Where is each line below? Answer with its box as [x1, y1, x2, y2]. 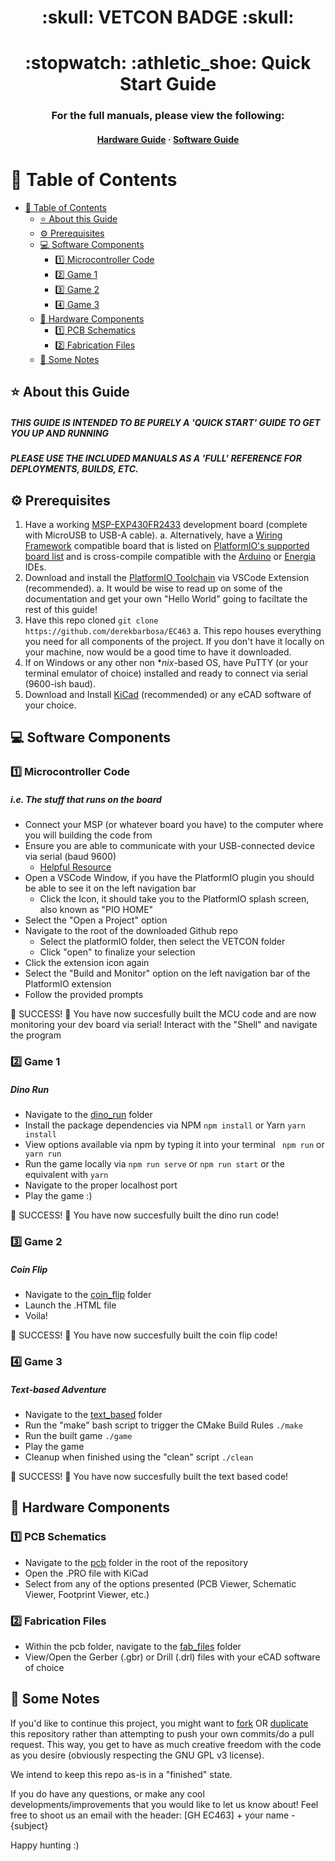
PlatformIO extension [24, 978, 112, 990]
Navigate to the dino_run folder [24, 1109, 153, 1121]
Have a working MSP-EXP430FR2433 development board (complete [24, 519, 308, 530]
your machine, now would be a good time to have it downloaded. [24, 646, 292, 658]
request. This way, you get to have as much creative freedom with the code [10, 1738, 322, 1750]
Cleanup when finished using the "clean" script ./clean [24, 1451, 254, 1463]
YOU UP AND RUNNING [10, 427, 110, 439]
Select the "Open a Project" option [24, 914, 168, 926]
